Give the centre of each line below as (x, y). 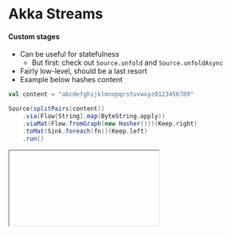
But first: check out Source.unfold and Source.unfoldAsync (127, 63)
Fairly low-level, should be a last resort (83, 71)
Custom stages (34, 36)
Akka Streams (56, 14)
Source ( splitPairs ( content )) (57, 109)
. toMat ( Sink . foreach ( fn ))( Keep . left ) (85, 131)
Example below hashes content (71, 80)
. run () (33, 138)
